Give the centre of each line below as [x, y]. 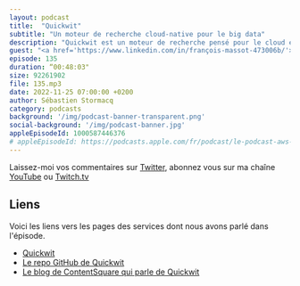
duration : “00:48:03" [50, 68]
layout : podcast [39, 17]
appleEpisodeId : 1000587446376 [67, 134]
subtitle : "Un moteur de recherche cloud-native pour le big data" [137, 34]
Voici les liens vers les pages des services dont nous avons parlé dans [139, 226]
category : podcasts [46, 109]
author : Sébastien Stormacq [62, 100]
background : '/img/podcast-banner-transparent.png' [107, 117]
